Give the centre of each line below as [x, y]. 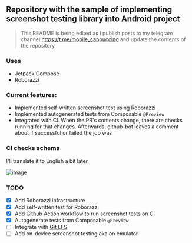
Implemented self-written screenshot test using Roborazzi [85, 108]
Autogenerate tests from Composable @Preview [72, 221]
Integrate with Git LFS [41, 227]
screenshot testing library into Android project [93, 19]
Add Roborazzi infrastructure [50, 200]
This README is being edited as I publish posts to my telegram [97, 33]
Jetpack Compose [37, 74]
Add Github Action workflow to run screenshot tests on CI [85, 214]
